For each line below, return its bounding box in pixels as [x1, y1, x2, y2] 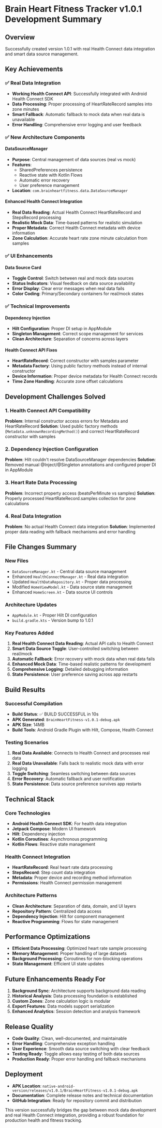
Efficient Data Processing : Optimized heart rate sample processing [12, 946, 147, 951]
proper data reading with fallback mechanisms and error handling [5, 529, 135, 535]
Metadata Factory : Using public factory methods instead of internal [12, 363, 147, 369]
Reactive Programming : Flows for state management [12, 918, 118, 924]
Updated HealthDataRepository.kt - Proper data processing [12, 579, 132, 584]
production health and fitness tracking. [5, 1117, 82, 1123]
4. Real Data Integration [5, 513, 61, 519]
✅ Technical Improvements [5, 303, 70, 310]
